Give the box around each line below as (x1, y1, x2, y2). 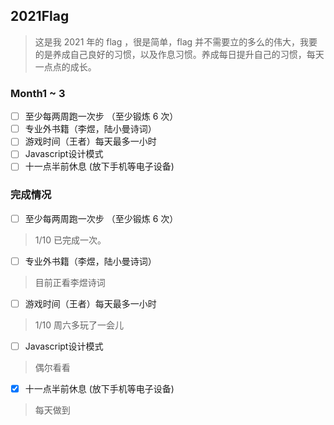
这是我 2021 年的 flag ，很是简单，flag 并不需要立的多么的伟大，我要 (34, 35, 318, 48)
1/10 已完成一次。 (34, 234, 107, 246)
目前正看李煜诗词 (34, 276, 106, 288)
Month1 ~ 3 (10, 86, 66, 100)
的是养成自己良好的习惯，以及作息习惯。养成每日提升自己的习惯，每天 (34, 48, 325, 60)
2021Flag (10, 8, 70, 25)
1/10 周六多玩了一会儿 (34, 319, 124, 331)
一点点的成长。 (34, 60, 97, 73)
